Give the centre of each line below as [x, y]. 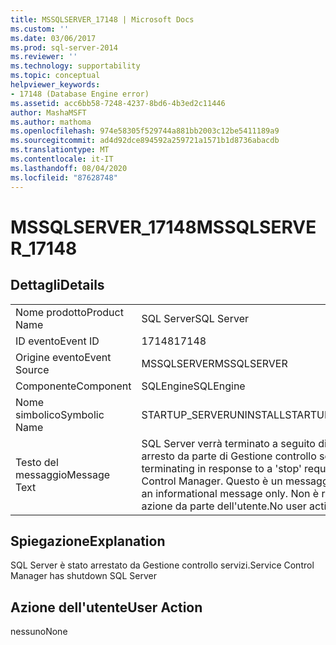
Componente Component [73, 386]
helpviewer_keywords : [55, 85]
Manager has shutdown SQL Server [84, 576]
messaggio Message [63, 474]
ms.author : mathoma [51, 122]
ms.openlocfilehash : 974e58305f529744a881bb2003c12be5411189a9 [145, 131]
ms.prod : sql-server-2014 [64, 47]
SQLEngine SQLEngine [193, 386]
